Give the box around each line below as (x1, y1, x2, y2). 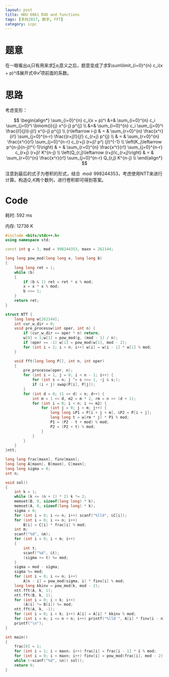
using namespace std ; (5, 238, 51, 243)
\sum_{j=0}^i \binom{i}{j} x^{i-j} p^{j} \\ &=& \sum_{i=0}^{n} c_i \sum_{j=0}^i (6, 122, 163, 129)
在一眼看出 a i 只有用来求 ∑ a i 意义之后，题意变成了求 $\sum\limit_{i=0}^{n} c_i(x (5, 63, 163, 70)
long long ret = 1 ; (14, 265, 55, 270)
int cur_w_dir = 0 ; (14, 321, 55, 326)
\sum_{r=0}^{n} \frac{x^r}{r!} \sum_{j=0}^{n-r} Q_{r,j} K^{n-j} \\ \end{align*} (6, 154, 163, 161)
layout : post (5, 7, 33, 13)
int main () (5, 635, 28, 640)
